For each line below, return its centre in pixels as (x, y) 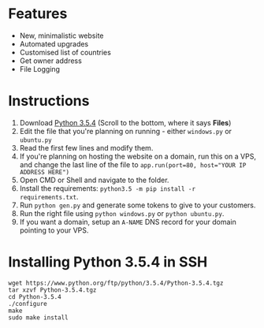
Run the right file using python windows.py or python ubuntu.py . (122, 213)
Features (38, 14)
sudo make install (38, 317)
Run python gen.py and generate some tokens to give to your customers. (138, 205)
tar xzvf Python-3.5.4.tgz (52, 290)
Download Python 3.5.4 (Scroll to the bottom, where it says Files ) (125, 122)
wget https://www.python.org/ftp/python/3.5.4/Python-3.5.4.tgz (116, 283)
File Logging (40, 69)
